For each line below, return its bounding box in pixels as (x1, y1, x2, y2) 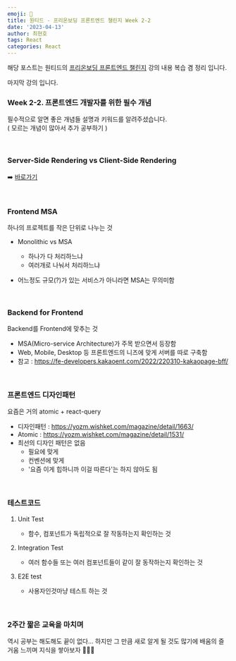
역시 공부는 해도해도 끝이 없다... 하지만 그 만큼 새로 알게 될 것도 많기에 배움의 (7, 637, 217, 645)
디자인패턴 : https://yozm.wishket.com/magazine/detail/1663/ (17, 423, 194, 431)
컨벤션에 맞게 (27, 456, 65, 465)
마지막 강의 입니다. (7, 78, 58, 87)
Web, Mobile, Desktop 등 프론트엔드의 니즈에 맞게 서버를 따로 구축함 (17, 348, 208, 357)
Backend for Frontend (7, 308, 83, 317)
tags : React (7, 37, 42, 44)
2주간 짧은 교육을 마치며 (7, 619, 84, 629)
